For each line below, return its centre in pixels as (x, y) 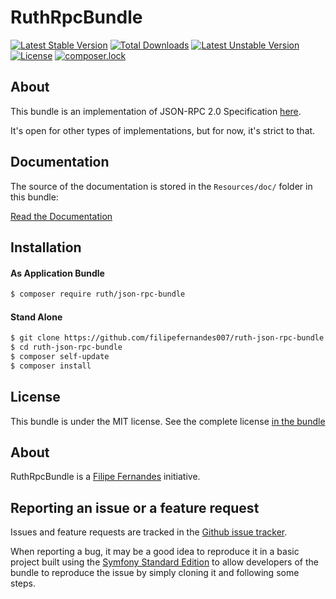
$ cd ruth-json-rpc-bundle (66, 347)
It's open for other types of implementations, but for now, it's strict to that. (163, 130)
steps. (23, 583)
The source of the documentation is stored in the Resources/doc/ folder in (161, 186)
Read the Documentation (61, 216)
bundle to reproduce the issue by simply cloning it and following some (155, 573)
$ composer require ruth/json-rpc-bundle (98, 294)
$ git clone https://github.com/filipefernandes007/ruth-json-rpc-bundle (167, 338)
